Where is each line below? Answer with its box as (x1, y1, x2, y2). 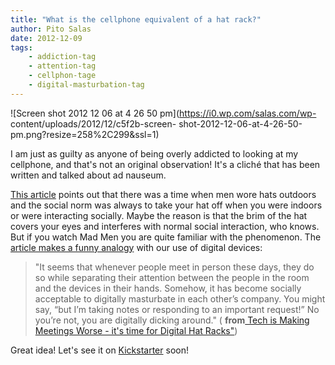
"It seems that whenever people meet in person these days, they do (34, 261, 315, 273)
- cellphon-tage (28, 71, 97, 81)
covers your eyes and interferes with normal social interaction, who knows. (10, 220, 320, 232)
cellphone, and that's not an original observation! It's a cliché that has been (10, 158, 321, 170)
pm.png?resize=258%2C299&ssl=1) (10, 128, 160, 140)
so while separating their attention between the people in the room (34, 271, 310, 283)
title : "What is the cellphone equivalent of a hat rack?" (10, 14, 262, 25)
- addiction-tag (28, 52, 97, 62)
